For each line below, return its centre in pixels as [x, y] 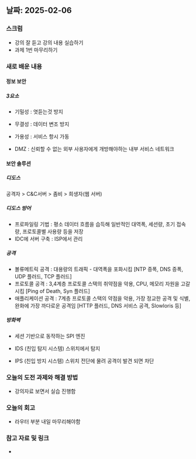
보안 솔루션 [18, 163]
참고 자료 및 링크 [27, 439]
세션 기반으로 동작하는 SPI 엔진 [50, 336]
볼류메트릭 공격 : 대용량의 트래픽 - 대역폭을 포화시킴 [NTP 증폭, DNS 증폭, [99, 269]
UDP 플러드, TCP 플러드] [43, 276]
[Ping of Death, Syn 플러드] [58, 291]
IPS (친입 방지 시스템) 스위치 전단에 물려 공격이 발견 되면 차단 [84, 361]
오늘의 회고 [21, 408]
